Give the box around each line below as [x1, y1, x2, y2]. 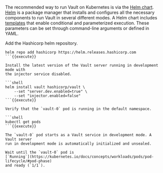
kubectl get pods [5, 119, 41, 124]
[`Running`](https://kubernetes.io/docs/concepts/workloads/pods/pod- [5, 154, 154, 159]
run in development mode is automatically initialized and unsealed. [5, 141, 152, 146]
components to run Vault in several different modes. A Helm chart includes [5, 15, 158, 20]
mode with [5, 67, 26, 72]
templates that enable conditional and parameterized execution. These [5, 20, 150, 26]
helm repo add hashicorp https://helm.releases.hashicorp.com [5, 50, 136, 55]
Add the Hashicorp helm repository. [5, 40, 78, 46]
